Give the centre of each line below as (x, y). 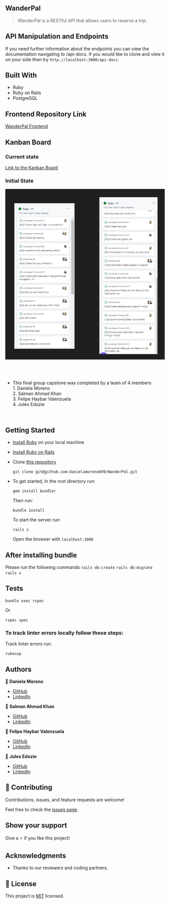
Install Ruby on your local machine (48, 442)
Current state (22, 156)
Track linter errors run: (29, 644)
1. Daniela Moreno (31, 388)
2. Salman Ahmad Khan (37, 394)
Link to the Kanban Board (32, 168)
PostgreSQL (25, 98)
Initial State (19, 181)
